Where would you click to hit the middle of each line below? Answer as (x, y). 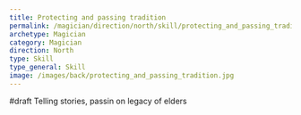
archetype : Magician (48, 34)
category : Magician (46, 42)
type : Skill (31, 59)
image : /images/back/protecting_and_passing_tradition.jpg (122, 76)
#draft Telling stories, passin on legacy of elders (98, 101)
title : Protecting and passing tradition (88, 17)
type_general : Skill (48, 68)
